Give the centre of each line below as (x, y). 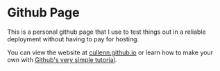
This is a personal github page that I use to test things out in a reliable (107, 32)
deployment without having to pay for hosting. (73, 39)
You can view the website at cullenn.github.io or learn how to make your (110, 52)
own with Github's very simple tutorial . (62, 59)
